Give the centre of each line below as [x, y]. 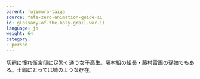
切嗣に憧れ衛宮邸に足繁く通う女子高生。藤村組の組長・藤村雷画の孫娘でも [98, 62]
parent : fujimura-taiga [36, 12]
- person [17, 45]
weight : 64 [20, 34]
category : [19, 39]
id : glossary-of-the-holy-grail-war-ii [56, 23]
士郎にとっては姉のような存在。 [56, 69]
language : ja [22, 28]
